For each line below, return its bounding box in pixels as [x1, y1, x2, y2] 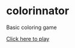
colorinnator [6, 4, 70, 18]
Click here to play [6, 35, 50, 42]
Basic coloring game [6, 24, 57, 31]
